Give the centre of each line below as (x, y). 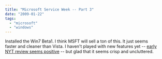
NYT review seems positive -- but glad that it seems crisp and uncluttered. (79, 52)
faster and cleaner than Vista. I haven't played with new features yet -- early (81, 46)
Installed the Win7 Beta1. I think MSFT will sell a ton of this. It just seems (77, 41)
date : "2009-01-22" (25, 14)
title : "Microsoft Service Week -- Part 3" (50, 9)
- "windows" (22, 28)
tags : (10, 18)
